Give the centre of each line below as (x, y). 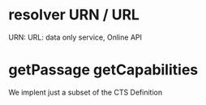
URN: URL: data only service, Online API (75, 37)
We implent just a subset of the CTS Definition (86, 92)
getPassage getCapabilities (103, 70)
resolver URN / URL (74, 15)
